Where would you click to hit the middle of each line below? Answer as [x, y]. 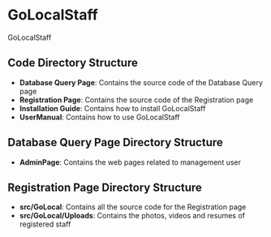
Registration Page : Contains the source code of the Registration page [136, 100]
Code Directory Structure [73, 63]
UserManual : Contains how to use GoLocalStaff [99, 117]
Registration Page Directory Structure [105, 187]
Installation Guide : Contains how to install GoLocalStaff [112, 108]
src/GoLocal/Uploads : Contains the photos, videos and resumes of [132, 216]
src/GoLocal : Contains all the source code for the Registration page [133, 207]
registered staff [45, 224]
